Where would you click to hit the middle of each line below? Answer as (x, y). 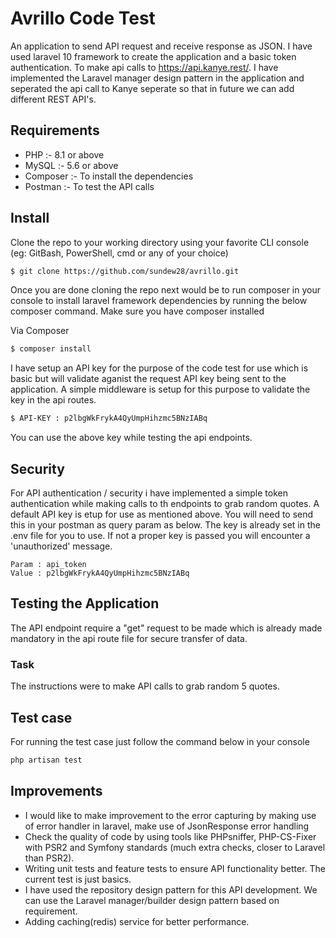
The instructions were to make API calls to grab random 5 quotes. (145, 686)
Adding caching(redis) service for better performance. (137, 921)
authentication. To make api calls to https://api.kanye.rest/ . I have (144, 67)
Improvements (56, 791)
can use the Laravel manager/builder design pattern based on (152, 900)
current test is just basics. (78, 879)
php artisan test (46, 760)
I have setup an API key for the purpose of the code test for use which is (159, 368)
